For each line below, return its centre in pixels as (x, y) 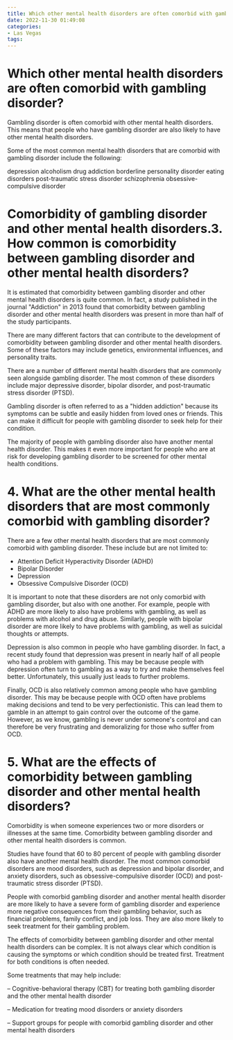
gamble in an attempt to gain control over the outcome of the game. (104, 712)
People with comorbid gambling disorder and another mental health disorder (116, 896)
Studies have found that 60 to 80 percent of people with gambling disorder (114, 853)
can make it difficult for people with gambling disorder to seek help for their (115, 421)
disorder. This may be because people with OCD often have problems (106, 697)
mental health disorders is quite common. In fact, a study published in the (112, 300)
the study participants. (39, 322)
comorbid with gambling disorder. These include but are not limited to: (107, 548)
